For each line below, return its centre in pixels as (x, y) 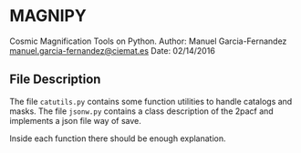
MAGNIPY (48, 16)
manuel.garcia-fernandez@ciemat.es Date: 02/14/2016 (113, 50)
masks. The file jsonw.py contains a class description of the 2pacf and (141, 111)
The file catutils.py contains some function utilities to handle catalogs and (151, 101)
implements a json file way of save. (75, 120)
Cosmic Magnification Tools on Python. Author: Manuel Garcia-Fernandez (148, 41)
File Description (55, 80)
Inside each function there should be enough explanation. (118, 138)
